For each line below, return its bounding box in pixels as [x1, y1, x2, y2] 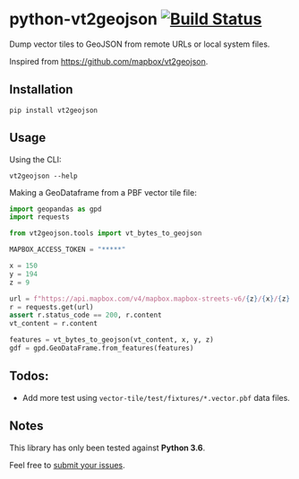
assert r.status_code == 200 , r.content [9, 310, 163, 320]
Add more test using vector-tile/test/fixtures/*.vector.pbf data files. [21, 392, 291, 403]
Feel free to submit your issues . [9, 459, 125, 470]
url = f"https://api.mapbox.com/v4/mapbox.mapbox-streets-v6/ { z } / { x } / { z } [9, 294, 291, 303]
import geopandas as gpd [9, 205, 102, 213]
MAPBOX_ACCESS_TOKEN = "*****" [9, 245, 126, 255]
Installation [9, 82, 73, 98]
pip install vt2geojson [9, 106, 98, 115]
